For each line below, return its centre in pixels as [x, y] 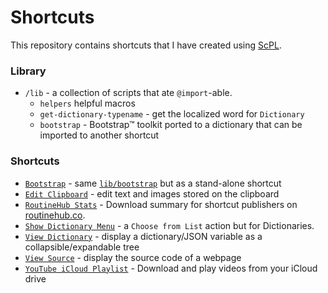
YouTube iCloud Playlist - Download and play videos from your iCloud [171, 268]
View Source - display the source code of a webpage [133, 257]
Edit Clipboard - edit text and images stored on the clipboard [152, 193]
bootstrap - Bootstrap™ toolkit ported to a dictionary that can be [171, 125]
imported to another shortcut [99, 135]
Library [28, 71]
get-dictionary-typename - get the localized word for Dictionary [172, 114]
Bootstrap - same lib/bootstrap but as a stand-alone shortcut [153, 183]
